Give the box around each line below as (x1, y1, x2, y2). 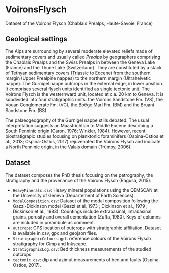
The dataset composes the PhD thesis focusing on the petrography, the (5, 172, 153, 178)
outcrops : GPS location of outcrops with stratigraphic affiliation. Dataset (12, 225, 161, 231)
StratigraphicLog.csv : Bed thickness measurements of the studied (12, 246, 152, 252)
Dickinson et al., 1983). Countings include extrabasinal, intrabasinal (12, 208, 152, 214)
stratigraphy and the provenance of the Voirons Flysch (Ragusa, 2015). (5, 177, 152, 183)
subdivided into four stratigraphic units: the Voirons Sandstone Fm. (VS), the (5, 96, 163, 102)
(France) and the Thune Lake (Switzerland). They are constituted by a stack (5, 64, 162, 70)
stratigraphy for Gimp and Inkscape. (12, 241, 88, 247)
